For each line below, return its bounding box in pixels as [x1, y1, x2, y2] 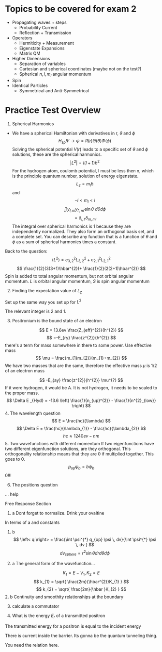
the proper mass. [5, 390, 39, 396]
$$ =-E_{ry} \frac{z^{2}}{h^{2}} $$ [46, 335, 116, 341]
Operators [12, 35, 32, 41]
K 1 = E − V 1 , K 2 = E [62, 570, 100, 577]
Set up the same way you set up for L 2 [5, 298, 82, 305]
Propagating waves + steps [12, 19, 67, 25]
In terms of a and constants [5, 519, 60, 525]
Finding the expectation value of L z [12, 287, 82, 295]
